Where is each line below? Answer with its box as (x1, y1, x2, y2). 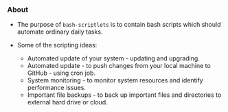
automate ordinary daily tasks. (16, 27, 103, 36)
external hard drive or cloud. (27, 98, 108, 107)
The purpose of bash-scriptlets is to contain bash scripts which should (16, 21, 221, 29)
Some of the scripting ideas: (16, 41, 98, 49)
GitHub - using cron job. (27, 69, 96, 77)
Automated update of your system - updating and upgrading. (27, 54, 201, 63)
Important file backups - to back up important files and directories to (27, 91, 222, 99)
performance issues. (27, 84, 86, 92)
